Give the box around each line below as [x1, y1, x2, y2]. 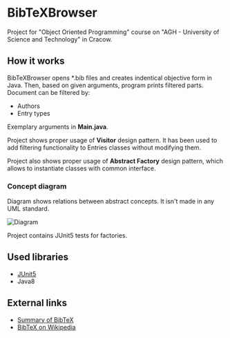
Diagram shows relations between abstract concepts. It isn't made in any [7, 197, 215, 206]
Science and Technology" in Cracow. [7, 35, 113, 43]
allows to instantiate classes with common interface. [7, 164, 157, 172]
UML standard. [7, 204, 50, 213]
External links [7, 297, 68, 309]
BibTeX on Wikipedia [17, 323, 76, 331]
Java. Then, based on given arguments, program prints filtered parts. [7, 81, 204, 89]
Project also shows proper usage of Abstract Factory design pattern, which [7, 157, 223, 165]
